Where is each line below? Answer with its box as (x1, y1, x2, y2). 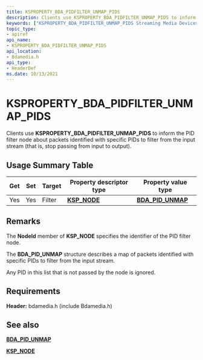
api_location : (6, 48, 42, 54)
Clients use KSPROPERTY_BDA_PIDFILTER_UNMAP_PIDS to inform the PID (6, 129, 195, 137)
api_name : (6, 37, 31, 43)
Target (42, 182, 62, 190)
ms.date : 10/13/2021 (6, 71, 59, 77)
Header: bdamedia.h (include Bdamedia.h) (6, 302, 113, 309)
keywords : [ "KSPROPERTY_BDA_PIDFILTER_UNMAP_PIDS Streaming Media (6, 20, 177, 26)
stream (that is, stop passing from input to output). (6, 143, 132, 150)
